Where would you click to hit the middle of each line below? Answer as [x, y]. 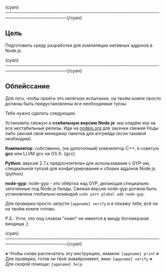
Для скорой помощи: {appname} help [44, 264]
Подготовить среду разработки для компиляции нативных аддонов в [79, 45]
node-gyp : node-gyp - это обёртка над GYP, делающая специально [77, 183]
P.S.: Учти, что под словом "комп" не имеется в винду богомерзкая [77, 218]
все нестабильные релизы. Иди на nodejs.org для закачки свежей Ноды [82, 128]
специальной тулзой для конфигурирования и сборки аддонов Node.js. [81, 168]
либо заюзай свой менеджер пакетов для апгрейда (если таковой [76, 133]
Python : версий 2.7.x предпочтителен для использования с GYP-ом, [78, 163]
